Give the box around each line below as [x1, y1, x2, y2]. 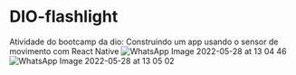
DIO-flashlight [9, 6, 119, 27]
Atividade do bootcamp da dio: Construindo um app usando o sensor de [9, 36, 279, 47]
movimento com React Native [9, 45, 119, 56]
